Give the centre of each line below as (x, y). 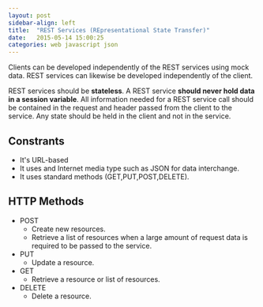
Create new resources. (69, 229)
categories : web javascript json (63, 45)
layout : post (30, 15)
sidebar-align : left (42, 23)
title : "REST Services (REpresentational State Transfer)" (109, 30)
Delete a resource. (62, 296)
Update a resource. (63, 262)
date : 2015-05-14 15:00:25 (56, 37)
